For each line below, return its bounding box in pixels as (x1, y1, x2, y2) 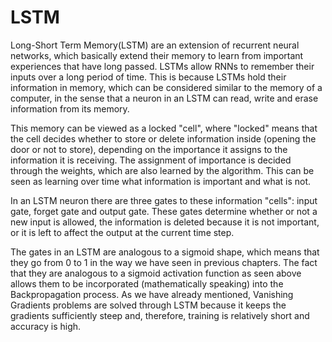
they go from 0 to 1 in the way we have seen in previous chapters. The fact (10, 256, 318, 268)
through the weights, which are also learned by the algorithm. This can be (10, 164, 315, 176)
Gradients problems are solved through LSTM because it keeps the (10, 299, 287, 311)
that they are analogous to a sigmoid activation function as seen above (10, 267, 302, 279)
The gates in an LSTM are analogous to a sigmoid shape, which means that (10, 246, 320, 258)
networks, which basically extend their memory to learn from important (10, 49, 304, 61)
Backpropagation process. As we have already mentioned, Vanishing (10, 288, 294, 300)
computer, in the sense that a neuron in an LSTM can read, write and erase (10, 92, 319, 104)
